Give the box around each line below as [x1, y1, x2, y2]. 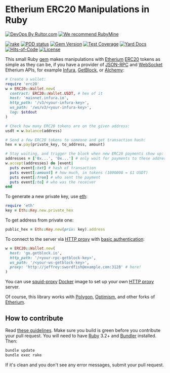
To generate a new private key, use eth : [5, 194, 88, 200]
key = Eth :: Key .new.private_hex [5, 208, 73, 213]
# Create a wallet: [5, 77, 47, 82]
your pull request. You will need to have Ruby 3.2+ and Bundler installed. [5, 333, 157, 339]
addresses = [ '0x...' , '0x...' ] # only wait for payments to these [5, 156, 151, 161]
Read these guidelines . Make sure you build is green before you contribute [5, 327, 161, 333]
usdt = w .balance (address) [5, 128, 62, 133]
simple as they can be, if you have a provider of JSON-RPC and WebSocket [5, 61, 163, 67]
